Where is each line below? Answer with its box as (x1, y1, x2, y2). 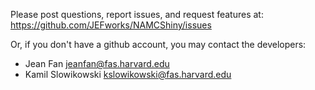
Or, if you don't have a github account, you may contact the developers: (10, 39, 307, 50)
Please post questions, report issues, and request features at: (10, 9, 264, 20)
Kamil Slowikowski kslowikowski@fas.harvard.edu (24, 69, 232, 80)
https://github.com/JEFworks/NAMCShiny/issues (10, 19, 212, 31)
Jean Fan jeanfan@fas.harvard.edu (24, 58, 170, 69)
